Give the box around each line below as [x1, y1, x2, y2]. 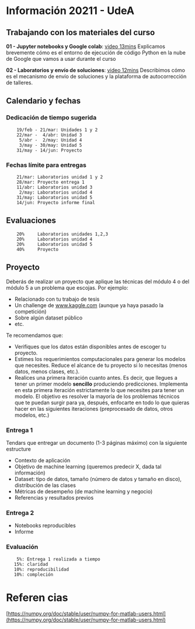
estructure [6, 445, 31, 452]
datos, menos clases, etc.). [14, 367, 80, 375]
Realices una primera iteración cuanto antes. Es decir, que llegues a [14, 374, 177, 381]
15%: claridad [13, 561, 48, 567]
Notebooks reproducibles [14, 522, 76, 529]
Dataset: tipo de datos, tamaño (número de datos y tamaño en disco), [14, 475, 182, 482]
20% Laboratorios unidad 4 [16, 236, 93, 242]
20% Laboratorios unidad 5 [16, 241, 93, 247]
